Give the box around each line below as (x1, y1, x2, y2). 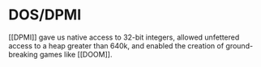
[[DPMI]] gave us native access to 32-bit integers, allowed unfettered (8, 32, 240, 42)
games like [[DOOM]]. (39, 49, 113, 59)
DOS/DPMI (8, 6, 82, 24)
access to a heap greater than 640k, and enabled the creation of (8, 40, 225, 50)
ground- (225, 40, 254, 50)
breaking (8, 49, 38, 59)
